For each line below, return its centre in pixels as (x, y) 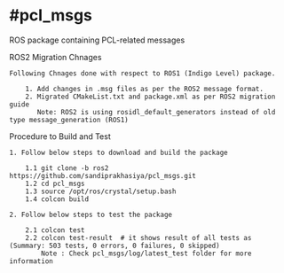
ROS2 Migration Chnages (55, 57)
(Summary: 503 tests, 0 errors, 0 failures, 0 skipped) (114, 246)
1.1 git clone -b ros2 (67, 168)
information (31, 261)
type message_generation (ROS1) (69, 120)
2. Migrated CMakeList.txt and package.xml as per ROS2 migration (150, 97)
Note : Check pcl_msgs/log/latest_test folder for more (146, 253)
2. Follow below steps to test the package (91, 214)
